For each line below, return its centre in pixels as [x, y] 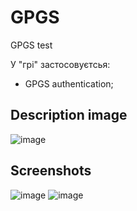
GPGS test [31, 45]
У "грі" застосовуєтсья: [60, 64]
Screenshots [51, 171]
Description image [69, 115]
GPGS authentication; [69, 83]
